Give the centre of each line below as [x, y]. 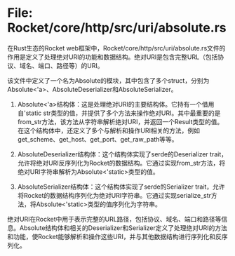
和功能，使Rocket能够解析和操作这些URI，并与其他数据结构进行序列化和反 [115, 236]
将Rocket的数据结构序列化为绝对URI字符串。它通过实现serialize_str [114, 195]
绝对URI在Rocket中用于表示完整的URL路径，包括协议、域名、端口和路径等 [114, 219]
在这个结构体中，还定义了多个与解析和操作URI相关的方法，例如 [108, 130]
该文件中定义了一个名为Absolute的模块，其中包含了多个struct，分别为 [108, 80]
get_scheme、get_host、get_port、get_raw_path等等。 [98, 139]
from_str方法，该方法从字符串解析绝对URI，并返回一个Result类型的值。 [120, 121]
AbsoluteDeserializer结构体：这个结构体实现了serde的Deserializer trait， [122, 154]
